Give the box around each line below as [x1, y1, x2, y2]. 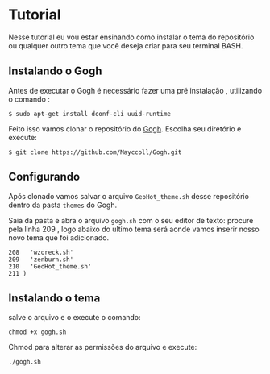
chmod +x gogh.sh [8, 328, 67, 336]
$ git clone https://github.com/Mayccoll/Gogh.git [8, 148, 182, 156]
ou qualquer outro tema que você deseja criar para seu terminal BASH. [8, 40, 243, 50]
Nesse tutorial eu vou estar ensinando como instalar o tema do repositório [8, 32, 255, 42]
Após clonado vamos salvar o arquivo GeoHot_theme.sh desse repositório [8, 191, 250, 201]
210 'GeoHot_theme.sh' [8, 262, 92, 271]
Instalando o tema [8, 291, 101, 305]
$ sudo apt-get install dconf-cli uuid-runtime [8, 110, 172, 118]
